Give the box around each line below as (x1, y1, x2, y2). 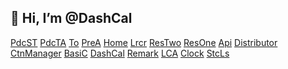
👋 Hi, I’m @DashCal (10, 10, 133, 27)
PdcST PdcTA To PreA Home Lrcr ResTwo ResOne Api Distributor (10, 36, 278, 48)
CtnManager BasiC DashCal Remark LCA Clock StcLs (10, 47, 230, 59)
